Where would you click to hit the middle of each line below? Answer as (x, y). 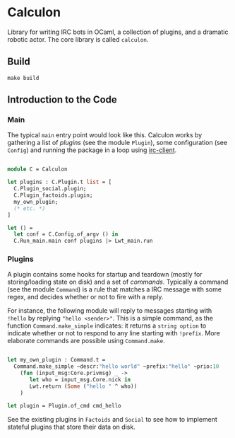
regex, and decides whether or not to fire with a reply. (85, 297)
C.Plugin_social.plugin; (50, 189)
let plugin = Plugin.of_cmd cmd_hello (64, 405)
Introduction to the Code (62, 100)
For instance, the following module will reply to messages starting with (110, 311)
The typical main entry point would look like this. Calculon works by (105, 135)
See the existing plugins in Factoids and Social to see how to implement (112, 419)
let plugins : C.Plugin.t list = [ (60, 182)
